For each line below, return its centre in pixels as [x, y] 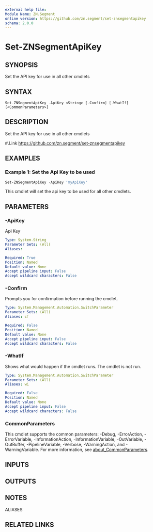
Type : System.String [26, 240]
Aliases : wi [17, 384]
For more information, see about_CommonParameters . [94, 450]
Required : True [20, 258]
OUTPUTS [21, 481]
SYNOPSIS [22, 65]
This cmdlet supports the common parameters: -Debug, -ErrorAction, [74, 434]
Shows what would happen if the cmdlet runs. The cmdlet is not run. [73, 366]
